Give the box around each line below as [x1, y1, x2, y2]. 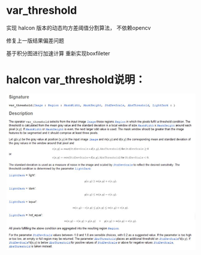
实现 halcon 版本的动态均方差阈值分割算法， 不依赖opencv [6, 24, 151, 31]
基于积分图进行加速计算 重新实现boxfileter [6, 49, 110, 57]
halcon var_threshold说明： [6, 73, 146, 87]
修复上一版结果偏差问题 [6, 37, 64, 44]
